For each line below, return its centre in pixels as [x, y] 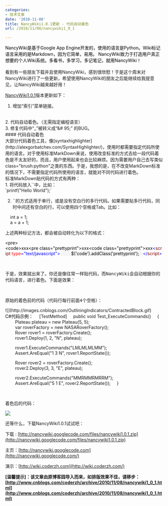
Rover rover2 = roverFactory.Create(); [53, 363]
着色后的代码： [20, 403]
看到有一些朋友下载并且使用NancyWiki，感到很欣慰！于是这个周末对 [75, 72]
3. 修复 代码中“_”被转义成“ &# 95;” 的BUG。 [49, 128]
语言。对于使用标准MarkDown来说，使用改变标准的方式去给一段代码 [84, 153]
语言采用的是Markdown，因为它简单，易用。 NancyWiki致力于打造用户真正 [82, 54]
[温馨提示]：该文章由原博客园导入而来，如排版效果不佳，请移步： [72, 477]
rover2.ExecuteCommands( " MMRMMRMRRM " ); [64, 378]
